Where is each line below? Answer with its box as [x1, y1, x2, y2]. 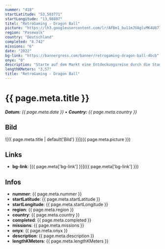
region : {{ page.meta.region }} [12, 207, 74, 213]
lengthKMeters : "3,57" [5, 67, 52, 72]
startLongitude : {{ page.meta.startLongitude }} [12, 202, 109, 208]
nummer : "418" [5, 7, 34, 12]
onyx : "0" [5, 58, 26, 63]
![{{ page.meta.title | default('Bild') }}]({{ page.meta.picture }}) [5, 136, 131, 142]
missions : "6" [5, 44, 34, 49]
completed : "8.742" [5, 39, 45, 44]
